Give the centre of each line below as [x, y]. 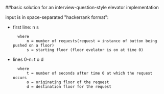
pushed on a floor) [33, 45]
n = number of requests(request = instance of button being [92, 41]
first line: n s [26, 27]
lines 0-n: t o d [28, 59]
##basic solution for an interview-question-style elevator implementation [82, 7]
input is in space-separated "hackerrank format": [57, 17]
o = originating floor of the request [68, 82]
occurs [20, 78]
